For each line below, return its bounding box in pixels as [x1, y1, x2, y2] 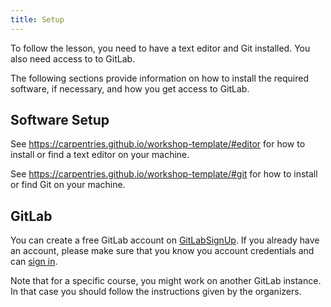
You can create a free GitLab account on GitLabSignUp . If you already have [10, 234, 320, 246]
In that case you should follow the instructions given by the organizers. [10, 286, 302, 298]
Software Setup [10, 112, 110, 129]
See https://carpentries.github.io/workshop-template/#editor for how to [10, 138, 306, 150]
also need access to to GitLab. [10, 52, 136, 65]
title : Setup [10, 14, 65, 25]
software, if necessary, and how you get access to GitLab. [10, 82, 250, 95]
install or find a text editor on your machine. [10, 149, 190, 161]
